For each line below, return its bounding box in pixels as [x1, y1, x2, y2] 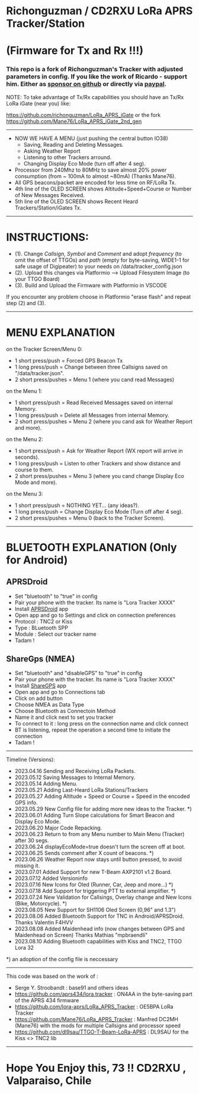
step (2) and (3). [6, 299, 46, 306]
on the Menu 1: [6, 387, 43, 394]
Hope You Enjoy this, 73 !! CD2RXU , [6, 1061, 187, 1075]
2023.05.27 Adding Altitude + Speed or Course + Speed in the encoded [14, 793, 190, 800]
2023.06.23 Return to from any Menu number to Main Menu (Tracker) [14, 831, 185, 838]
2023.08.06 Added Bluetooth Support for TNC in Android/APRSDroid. [14, 913, 184, 920]
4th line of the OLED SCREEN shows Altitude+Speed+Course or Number [14, 185, 192, 192]
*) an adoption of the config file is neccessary [6, 956, 118, 963]
